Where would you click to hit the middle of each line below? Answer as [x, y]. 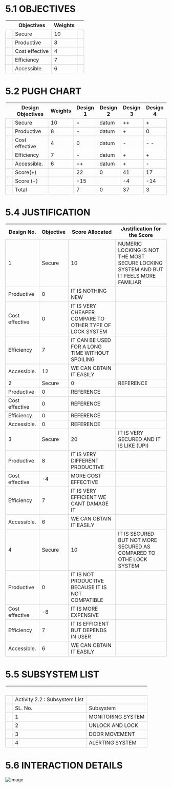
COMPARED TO [137, 553]
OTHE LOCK [133, 559]
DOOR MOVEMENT [112, 734]
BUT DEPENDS [89, 630]
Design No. [22, 232]
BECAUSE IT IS [89, 587]
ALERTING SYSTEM [113, 742]
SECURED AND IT [139, 439]
